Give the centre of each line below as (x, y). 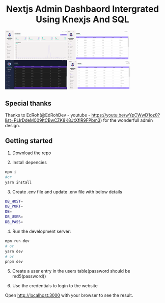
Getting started (29, 141)
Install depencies (29, 162)
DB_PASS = (14, 222)
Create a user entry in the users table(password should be (71, 271)
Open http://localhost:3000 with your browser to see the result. (69, 295)
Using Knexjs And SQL (82, 19)
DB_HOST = (14, 201)
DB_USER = (14, 217)
